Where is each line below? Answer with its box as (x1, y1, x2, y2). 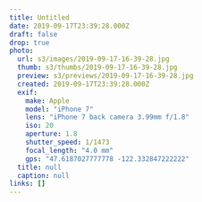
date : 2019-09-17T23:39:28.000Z (9, 21, 130, 30)
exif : (17, 88, 38, 97)
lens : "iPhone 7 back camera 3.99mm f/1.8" (25, 113, 190, 122)
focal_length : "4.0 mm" (25, 146, 114, 155)
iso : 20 (25, 122, 54, 130)
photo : (9, 46, 34, 55)
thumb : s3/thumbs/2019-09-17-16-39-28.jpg (17, 63, 178, 72)
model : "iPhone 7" (25, 105, 94, 114)
